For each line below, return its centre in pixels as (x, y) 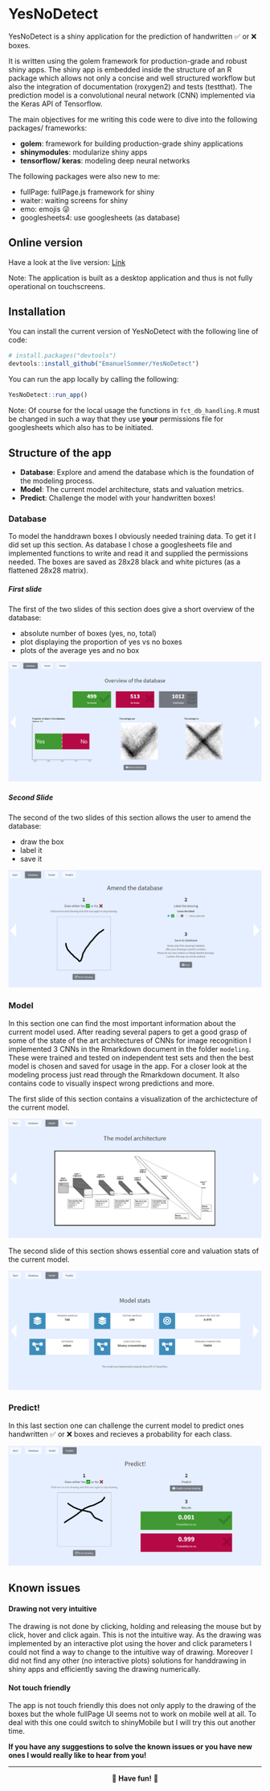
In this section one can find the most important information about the (122, 1023)
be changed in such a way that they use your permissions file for (116, 419)
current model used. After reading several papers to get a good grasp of (128, 1032)
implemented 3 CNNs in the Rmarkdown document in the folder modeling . (130, 1049)
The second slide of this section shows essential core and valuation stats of (134, 1251)
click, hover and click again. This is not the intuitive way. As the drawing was (135, 1635)
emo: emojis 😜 (45, 209)
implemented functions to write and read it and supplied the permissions (129, 553)
